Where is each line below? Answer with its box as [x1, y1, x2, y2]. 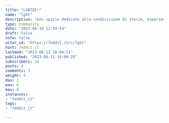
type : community [5, 21, 39, 27]
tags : [5, 101, 17, 106]
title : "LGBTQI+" [5, 7, 42, 13]
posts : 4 [5, 64, 24, 69]
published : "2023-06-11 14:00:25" [5, 54, 78, 59]
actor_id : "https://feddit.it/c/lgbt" [5, 40, 87, 45]
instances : [5, 92, 28, 97]
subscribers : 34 [5, 59, 39, 64]
